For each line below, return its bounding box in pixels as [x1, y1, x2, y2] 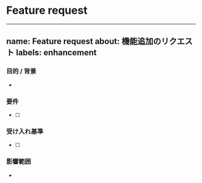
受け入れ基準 [6, 127, 44, 136]
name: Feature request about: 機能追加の [6, 37, 161, 47]
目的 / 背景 [6, 67, 37, 76]
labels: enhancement [16, 47, 97, 58]
